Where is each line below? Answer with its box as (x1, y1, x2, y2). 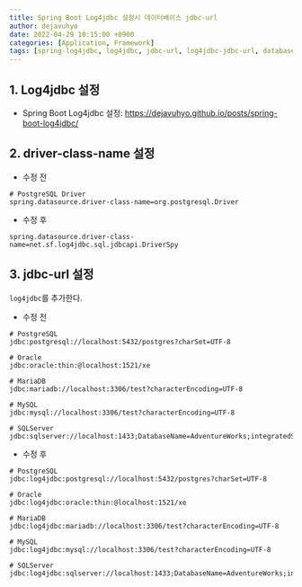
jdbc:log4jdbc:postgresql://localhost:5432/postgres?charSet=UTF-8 (9, 474, 268, 484)
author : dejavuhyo (9, 22, 78, 31)
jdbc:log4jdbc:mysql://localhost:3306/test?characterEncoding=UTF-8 (9, 545, 271, 554)
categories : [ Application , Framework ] (9, 38, 155, 48)
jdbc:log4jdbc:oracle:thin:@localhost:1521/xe (9, 498, 187, 507)
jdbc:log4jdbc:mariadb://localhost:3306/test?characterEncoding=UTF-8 (9, 521, 280, 530)
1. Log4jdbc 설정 (9, 82, 101, 97)
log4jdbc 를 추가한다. (9, 292, 83, 303)
